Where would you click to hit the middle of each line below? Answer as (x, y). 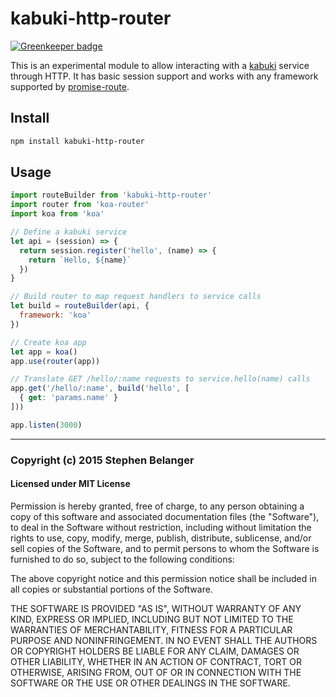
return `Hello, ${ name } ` (80, 260)
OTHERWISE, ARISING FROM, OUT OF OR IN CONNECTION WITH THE (156, 672)
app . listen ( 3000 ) (46, 425)
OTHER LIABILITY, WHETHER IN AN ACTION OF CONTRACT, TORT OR (156, 661)
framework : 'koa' (55, 315)
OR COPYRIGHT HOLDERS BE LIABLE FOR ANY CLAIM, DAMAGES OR (155, 651)
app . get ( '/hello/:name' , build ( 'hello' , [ (100, 388)
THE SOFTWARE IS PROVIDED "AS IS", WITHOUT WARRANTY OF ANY (156, 608)
